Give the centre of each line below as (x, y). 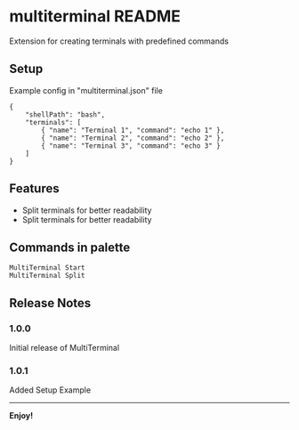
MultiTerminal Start (48, 268)
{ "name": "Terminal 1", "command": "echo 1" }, (133, 130)
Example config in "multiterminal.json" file (86, 90)
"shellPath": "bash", (65, 114)
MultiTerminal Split (48, 276)
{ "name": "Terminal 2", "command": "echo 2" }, (133, 138)
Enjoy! (21, 416)
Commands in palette (70, 247)
